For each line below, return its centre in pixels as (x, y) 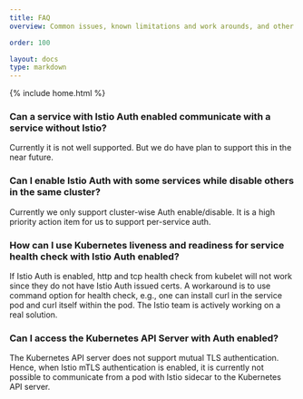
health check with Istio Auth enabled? (94, 257)
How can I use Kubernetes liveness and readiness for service (147, 245)
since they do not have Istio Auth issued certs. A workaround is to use (140, 286)
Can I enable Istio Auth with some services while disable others (152, 180)
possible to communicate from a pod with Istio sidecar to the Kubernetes (145, 377)
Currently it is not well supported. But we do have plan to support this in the (151, 148)
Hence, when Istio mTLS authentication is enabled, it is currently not (137, 367)
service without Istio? (58, 128)
